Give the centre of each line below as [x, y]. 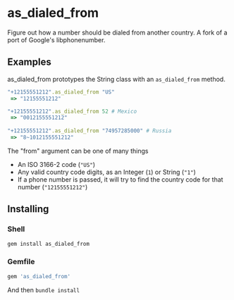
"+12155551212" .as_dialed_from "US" [61, 92]
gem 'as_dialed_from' [39, 276]
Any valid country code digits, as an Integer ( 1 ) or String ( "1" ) [106, 172]
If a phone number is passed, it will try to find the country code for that [120, 179]
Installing [28, 209]
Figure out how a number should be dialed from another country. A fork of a [117, 32]
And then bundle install [43, 289]
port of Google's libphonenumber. [56, 39]
